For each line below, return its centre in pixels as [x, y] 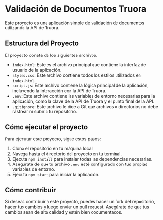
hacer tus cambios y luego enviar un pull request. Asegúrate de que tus [77, 207]
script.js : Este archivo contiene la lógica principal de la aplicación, [81, 85]
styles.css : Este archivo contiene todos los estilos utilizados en [76, 75]
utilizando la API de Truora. [32, 27]
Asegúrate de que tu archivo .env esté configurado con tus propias [80, 164]
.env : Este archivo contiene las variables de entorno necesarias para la [83, 96]
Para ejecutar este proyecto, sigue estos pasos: [53, 139]
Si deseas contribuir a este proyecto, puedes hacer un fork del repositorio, [80, 202]
